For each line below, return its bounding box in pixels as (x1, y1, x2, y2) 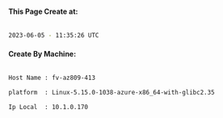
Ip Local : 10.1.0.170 (8, 103, 89, 112)
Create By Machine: (8, 48, 77, 58)
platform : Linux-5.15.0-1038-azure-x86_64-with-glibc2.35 (8, 89, 216, 97)
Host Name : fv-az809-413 (8, 74, 95, 82)
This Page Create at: (8, 6, 78, 16)
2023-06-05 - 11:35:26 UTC (8, 32, 99, 40)
